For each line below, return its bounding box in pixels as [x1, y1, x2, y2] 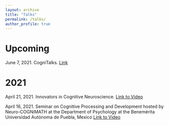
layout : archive [5, 7, 39, 13]
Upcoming [5, 43, 50, 54]
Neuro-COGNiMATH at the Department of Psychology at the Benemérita [5, 109, 155, 115]
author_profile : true [5, 21, 51, 27]
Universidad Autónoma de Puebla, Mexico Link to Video [5, 114, 121, 120]
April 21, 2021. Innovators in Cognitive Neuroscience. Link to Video [5, 94, 143, 100]
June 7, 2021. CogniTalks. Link [5, 60, 68, 66]
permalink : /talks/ [5, 17, 46, 22]
